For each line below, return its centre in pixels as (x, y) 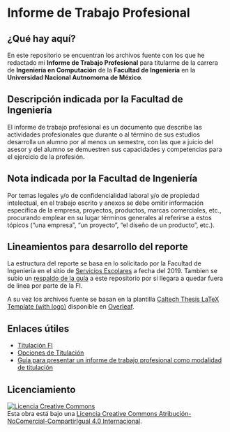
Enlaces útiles (38, 329)
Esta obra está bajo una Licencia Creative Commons (83, 414)
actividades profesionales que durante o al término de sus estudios (104, 134)
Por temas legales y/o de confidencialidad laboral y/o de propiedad (103, 195)
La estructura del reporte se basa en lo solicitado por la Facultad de (105, 263)
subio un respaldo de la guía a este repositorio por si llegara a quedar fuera (115, 278)
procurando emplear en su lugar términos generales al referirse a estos (110, 217)
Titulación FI (35, 346)
